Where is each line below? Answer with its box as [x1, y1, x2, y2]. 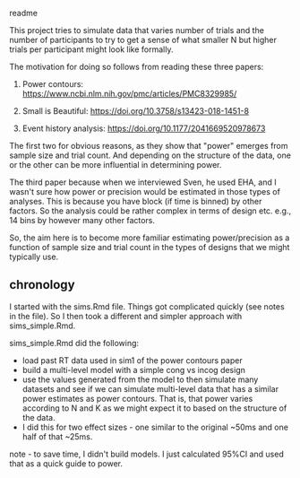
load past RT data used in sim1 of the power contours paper [21, 354, 244, 366]
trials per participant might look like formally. [9, 44, 174, 55]
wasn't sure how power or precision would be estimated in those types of [9, 187, 280, 196]
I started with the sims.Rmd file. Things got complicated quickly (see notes [9, 300, 285, 312]
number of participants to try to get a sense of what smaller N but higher [9, 35, 278, 45]
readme [9, 8, 39, 18]
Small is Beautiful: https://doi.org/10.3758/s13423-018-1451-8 [21, 106, 249, 116]
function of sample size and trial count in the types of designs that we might [9, 242, 290, 252]
